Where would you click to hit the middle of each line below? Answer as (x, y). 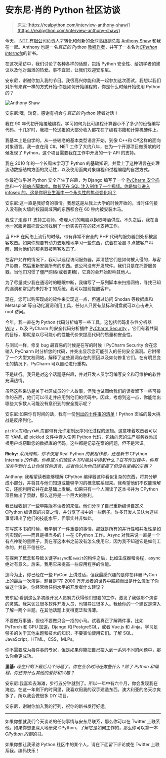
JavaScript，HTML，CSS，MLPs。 (41, 639)
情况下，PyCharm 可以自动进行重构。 (52, 363)
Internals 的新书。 (23, 53)
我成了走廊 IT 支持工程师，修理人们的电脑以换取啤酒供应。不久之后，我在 (80, 219)
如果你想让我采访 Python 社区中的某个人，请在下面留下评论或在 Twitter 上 (80, 744)
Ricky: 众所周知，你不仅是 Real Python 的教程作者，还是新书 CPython (76, 453)
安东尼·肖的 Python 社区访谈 (63, 10)
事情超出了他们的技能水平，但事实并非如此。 (51, 518)
